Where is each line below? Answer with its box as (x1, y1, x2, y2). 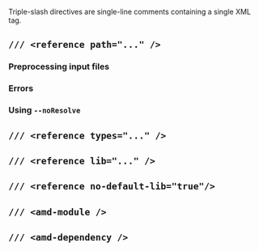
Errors (8, 83, 34, 94)
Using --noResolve (8, 104, 81, 116)
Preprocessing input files (8, 61, 110, 72)
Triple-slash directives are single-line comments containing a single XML (8, 7, 252, 16)
